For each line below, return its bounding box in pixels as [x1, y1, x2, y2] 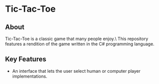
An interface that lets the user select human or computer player [12, 68, 141, 74]
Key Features [5, 55, 47, 63]
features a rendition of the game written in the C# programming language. [5, 41, 155, 47]
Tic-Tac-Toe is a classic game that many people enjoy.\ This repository [5, 36, 149, 42]
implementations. [12, 73, 48, 79]
